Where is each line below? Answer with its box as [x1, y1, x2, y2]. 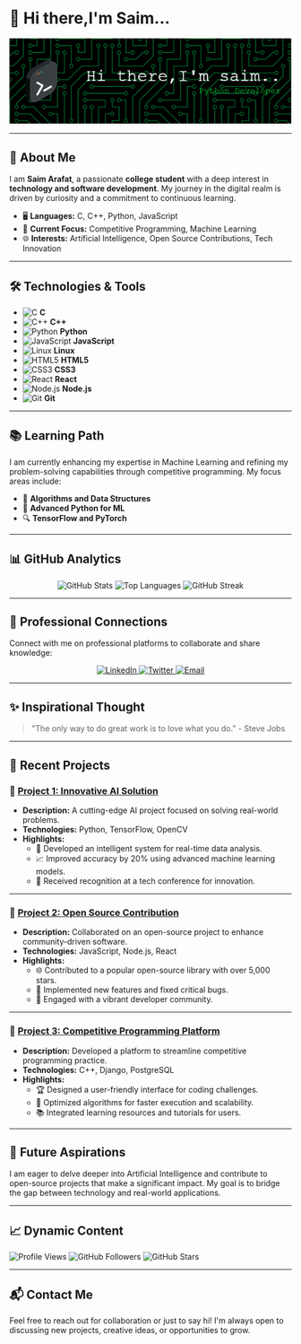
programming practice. [21, 1054, 107, 1066]
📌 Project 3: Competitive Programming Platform [9, 1025, 220, 1037]
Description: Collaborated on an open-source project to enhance [21, 927, 264, 938]
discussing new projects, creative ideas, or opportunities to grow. [9, 1325, 251, 1336]
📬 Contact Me [9, 1287, 93, 1302]
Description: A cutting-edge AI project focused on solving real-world [21, 805, 279, 816]
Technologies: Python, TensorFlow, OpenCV [21, 824, 188, 834]
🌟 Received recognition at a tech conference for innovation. [35, 875, 255, 886]
